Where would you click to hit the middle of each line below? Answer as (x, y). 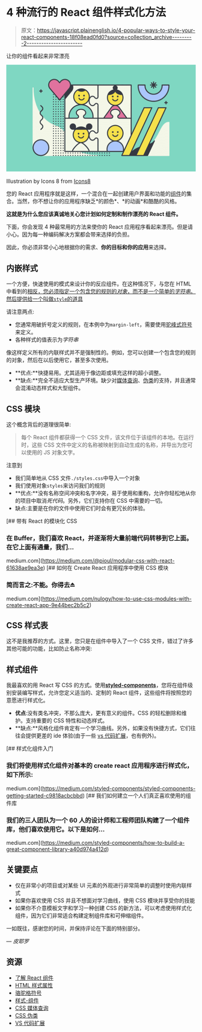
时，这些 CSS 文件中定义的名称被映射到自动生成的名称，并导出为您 (104, 445)
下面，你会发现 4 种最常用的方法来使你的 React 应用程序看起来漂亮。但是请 (100, 227)
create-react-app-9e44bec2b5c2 (48, 605)
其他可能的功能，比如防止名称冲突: (49, 649)
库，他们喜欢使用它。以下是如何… (56, 829)
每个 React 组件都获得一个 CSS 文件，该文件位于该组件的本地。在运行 (107, 438)
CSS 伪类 (26, 1015)
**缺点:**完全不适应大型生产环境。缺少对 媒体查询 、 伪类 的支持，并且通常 (105, 380)
